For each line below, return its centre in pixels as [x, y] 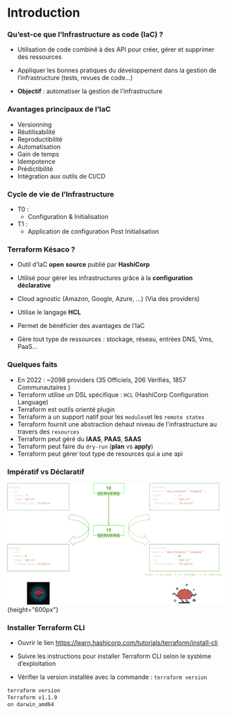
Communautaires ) [44, 387]
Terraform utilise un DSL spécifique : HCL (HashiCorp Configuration [113, 395]
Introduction [44, 13]
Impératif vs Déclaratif [46, 472]
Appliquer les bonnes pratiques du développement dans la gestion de [117, 70]
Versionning [34, 124]
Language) [33, 402]
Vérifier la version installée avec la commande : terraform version [112, 677]
